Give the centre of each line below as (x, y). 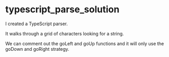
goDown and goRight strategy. (37, 49)
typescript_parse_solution (63, 9)
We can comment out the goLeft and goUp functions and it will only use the (85, 43)
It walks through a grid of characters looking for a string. (65, 33)
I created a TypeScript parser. (37, 24)
